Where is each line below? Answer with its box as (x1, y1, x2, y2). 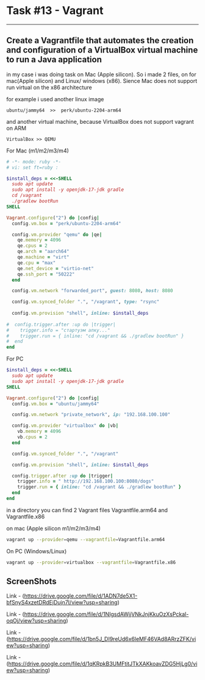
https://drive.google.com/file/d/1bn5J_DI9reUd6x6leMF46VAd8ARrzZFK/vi (8, 635, 196, 643)
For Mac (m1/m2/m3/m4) (6, 147, 69, 154)
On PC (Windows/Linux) (6, 547, 67, 555)
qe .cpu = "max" (17, 260, 56, 266)
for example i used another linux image (6, 95, 104, 102)
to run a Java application (6, 54, 102, 65)
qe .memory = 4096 (17, 237, 62, 243)
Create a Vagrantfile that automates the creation (6, 35, 194, 46)
